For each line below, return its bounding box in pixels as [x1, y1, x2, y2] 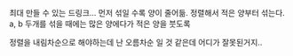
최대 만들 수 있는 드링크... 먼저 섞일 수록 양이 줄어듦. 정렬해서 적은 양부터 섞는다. [9, 8, 286, 17]
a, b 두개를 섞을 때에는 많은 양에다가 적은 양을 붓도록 [9, 18, 191, 29]
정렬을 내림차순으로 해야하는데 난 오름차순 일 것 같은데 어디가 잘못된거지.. [9, 38, 263, 47]
